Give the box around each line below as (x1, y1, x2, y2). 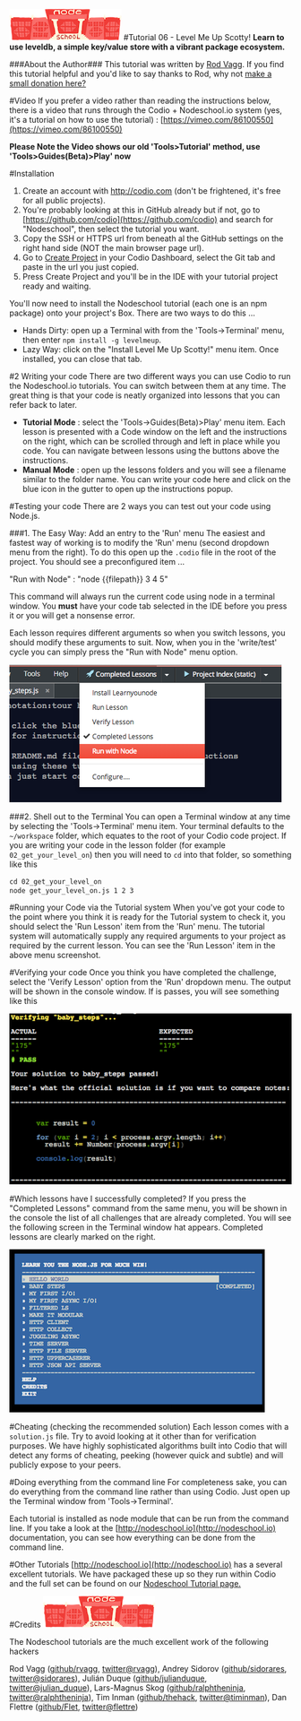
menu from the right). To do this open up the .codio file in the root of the (9, 547, 277, 558)
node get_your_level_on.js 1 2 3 (9, 886, 134, 895)
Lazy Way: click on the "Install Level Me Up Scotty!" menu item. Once (21, 344, 279, 354)
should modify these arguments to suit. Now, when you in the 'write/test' (9, 637, 278, 647)
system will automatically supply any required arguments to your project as (9, 930, 287, 941)
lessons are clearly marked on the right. (9, 1232, 157, 1242)
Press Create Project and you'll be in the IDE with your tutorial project (21, 272, 279, 281)
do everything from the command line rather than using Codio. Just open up (9, 1486, 291, 1497)
